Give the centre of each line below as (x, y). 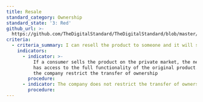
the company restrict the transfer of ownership (95, 73)
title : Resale (24, 12)
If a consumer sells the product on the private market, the (111, 62)
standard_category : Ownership (44, 17)
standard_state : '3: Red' (39, 23)
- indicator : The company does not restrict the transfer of (101, 85)
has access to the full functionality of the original (103, 67)
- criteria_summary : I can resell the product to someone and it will (102, 46)
